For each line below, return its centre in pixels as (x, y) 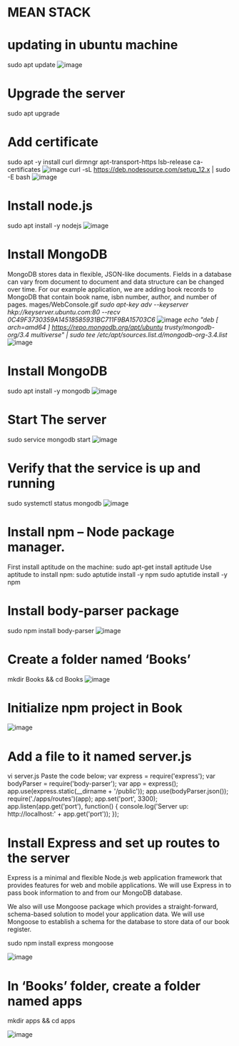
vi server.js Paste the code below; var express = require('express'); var (112, 776)
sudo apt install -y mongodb (49, 391)
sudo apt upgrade (34, 113)
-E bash (19, 177)
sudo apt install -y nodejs (45, 225)
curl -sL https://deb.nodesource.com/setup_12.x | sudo (149, 169)
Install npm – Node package (91, 532)
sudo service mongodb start (49, 439)
